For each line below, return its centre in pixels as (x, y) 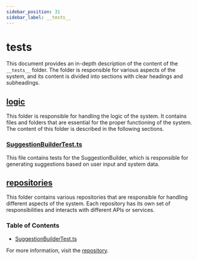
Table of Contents (33, 226)
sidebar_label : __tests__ (38, 17)
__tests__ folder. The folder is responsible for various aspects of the (91, 70)
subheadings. (23, 83)
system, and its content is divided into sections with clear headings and (95, 76)
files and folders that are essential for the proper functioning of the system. (99, 122)
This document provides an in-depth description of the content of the (92, 64)
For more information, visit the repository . (58, 250)
